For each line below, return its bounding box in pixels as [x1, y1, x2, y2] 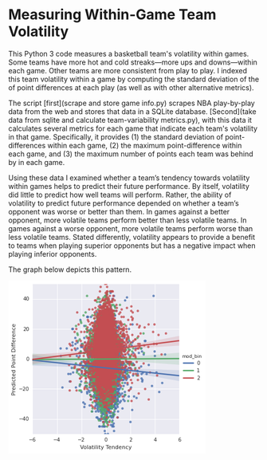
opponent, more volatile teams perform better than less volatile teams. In [8, 215, 247, 225]
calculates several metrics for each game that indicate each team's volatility [8, 124, 257, 133]
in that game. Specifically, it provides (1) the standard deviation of [8, 132, 224, 141]
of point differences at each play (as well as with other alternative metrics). [8, 82, 254, 92]
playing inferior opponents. [8, 249, 97, 258]
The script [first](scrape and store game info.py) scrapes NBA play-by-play [8, 98, 255, 108]
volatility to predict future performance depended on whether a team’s [8, 198, 239, 208]
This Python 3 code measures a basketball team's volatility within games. [8, 49, 249, 58]
